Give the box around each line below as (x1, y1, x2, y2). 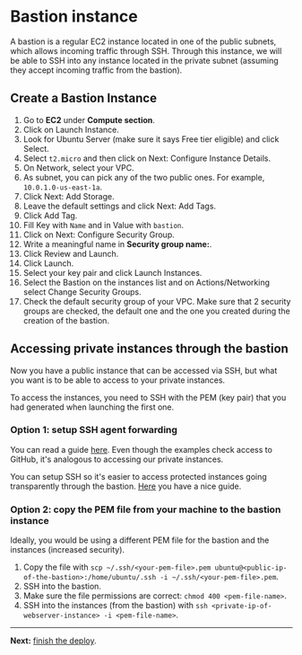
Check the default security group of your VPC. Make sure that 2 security (22, 296, 291, 306)
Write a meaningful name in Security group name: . (22, 238, 212, 249)
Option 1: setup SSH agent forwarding (10, 424, 178, 437)
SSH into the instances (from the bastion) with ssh (22, 600, 209, 611)
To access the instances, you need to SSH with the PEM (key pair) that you (10, 392, 287, 403)
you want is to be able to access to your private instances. (10, 375, 226, 385)
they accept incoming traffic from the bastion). (10, 65, 183, 75)
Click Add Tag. (22, 209, 78, 221)
